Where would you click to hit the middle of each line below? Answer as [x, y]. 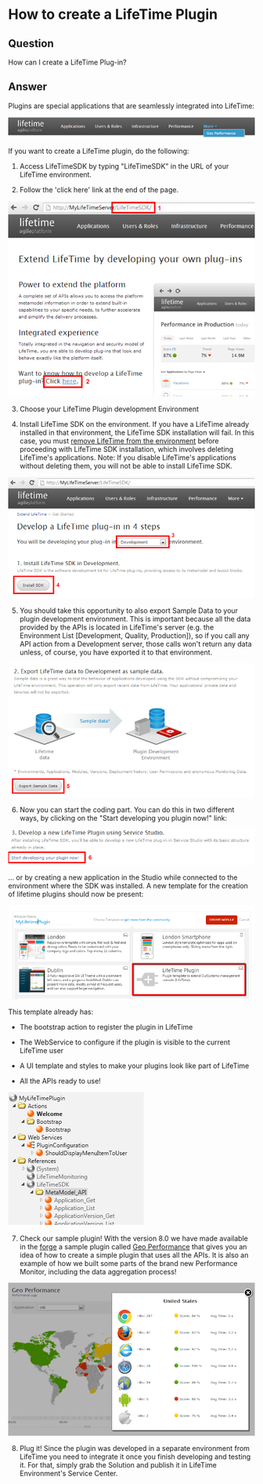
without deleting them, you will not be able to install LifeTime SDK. [126, 465]
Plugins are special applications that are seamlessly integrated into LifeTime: [131, 106]
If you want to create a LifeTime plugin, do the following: [99, 151]
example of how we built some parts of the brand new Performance [128, 1263]
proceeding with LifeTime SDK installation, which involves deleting [126, 449]
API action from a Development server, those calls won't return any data [135, 644]
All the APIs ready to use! [60, 1081]
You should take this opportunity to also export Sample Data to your [129, 611]
